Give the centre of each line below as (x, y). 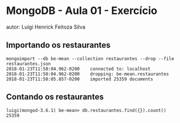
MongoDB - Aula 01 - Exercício (82, 11)
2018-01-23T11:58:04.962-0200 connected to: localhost (78, 69)
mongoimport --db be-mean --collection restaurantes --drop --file (90, 59)
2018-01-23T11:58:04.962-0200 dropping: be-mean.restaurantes (87, 74)
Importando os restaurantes (58, 45)
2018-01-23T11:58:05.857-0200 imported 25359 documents (80, 79)
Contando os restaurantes (55, 97)
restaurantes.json (28, 64)
